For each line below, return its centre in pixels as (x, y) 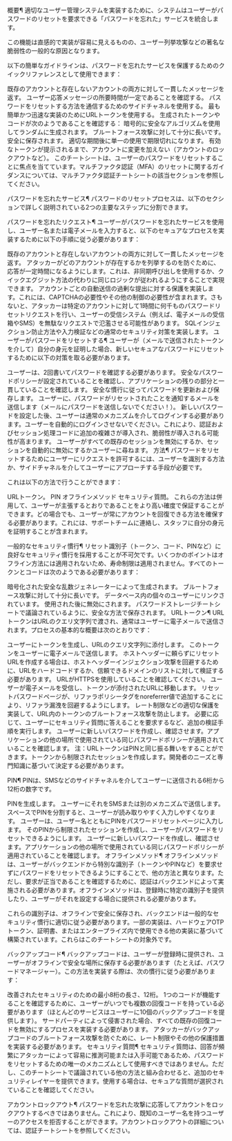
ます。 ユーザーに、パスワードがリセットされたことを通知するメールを (119, 398)
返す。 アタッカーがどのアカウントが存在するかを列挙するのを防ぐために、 (114, 262)
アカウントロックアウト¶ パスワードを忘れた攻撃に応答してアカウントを (109, 1104)
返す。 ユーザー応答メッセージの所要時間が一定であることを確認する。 (107, 98)
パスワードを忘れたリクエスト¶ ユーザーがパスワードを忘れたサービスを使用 (116, 222)
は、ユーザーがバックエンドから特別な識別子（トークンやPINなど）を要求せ (115, 864)
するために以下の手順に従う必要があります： (76, 239)
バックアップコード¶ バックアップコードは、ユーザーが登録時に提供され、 (113, 954)
